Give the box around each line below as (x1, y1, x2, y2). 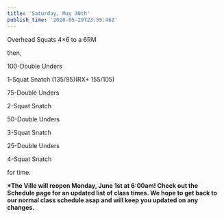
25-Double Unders (7, 141, 60, 149)
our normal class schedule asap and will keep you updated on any (7, 196, 199, 204)
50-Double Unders (7, 114, 60, 123)
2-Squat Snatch (7, 101, 52, 110)
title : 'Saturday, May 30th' (7, 10, 90, 17)
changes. (7, 203, 35, 211)
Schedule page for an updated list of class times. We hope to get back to (7, 189, 218, 197)
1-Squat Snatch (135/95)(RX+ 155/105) (7, 75, 115, 83)
